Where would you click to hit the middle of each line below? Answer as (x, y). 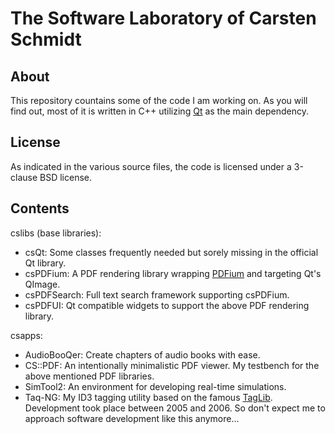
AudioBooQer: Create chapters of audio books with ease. (142, 354)
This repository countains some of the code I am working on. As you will (159, 100)
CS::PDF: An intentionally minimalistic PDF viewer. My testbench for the (172, 365)
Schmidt (46, 39)
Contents (40, 208)
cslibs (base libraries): (56, 233)
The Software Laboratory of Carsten (163, 18)
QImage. (42, 284)
